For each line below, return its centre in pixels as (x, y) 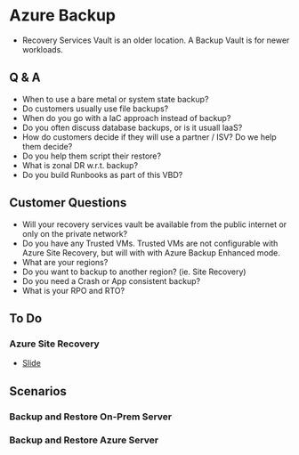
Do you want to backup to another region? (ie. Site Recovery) (134, 272)
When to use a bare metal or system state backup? (115, 99)
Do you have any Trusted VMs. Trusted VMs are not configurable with (150, 243)
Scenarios (38, 391)
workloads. (43, 49)
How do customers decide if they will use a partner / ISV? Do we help (149, 137)
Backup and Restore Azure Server (84, 440)
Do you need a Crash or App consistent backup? (111, 280)
